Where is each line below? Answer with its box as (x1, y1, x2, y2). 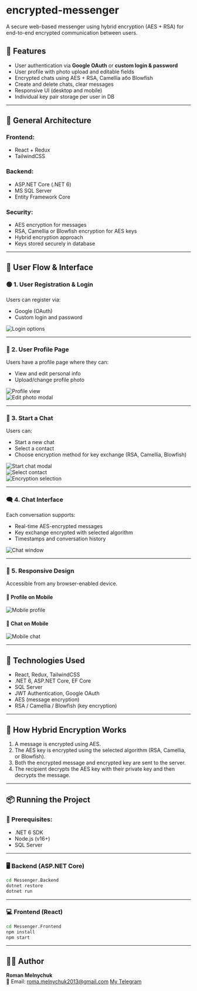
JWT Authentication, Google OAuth (14, 690, 100, 697)
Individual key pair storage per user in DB (14, 93, 115, 100)
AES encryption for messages (14, 221, 87, 229)
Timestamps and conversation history (14, 535, 106, 542)
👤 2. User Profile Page (6, 345, 69, 353)
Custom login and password (14, 314, 83, 321)
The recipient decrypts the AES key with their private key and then (14, 765, 175, 772)
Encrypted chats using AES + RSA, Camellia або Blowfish (14, 74, 154, 81)
